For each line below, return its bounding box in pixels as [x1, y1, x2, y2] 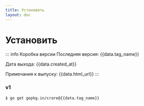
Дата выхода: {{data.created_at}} [5, 61, 77, 67]
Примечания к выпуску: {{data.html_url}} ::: [5, 71, 99, 77]
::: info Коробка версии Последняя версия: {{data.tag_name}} [5, 51, 139, 57]
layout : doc [5, 12, 31, 17]
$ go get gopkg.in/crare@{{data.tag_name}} [5, 95, 100, 100]
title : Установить [5, 7, 45, 13]
